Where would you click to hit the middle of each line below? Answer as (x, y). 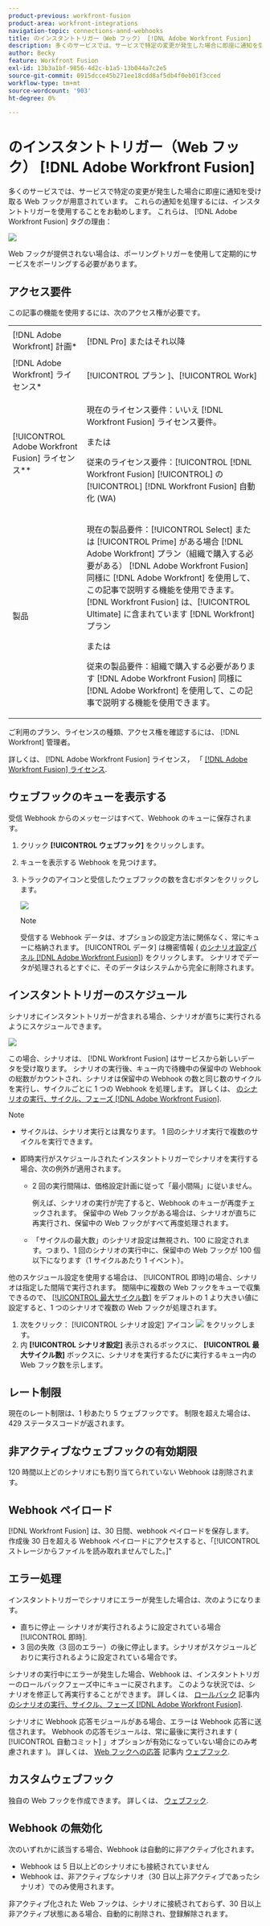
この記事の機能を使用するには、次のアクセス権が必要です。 (106, 312)
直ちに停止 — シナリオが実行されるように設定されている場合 (121, 1627)
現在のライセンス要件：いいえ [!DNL (155, 410)
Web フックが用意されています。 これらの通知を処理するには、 (128, 201)
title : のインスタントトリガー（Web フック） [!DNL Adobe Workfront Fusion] (130, 38)
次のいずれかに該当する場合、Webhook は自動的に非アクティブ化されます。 (133, 1849)
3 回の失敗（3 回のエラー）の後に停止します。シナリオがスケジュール (135, 1647)
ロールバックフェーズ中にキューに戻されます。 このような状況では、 (135, 1684)
